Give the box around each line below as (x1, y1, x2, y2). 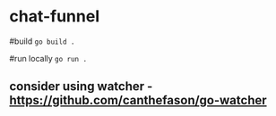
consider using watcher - (9, 79, 153, 95)
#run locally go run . (9, 53, 88, 63)
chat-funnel (9, 6, 100, 27)
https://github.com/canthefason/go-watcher (9, 93, 267, 108)
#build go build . (9, 36, 75, 46)
